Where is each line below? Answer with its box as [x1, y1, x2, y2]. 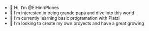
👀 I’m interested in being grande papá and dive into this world [9, 10, 134, 16]
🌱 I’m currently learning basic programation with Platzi [9, 15, 120, 21]
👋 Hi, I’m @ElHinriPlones [9, 5, 59, 10]
